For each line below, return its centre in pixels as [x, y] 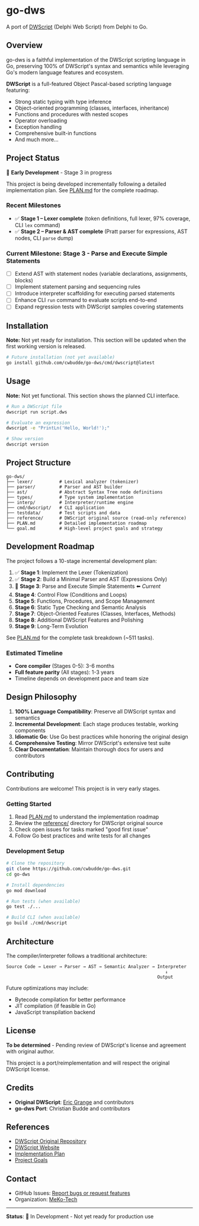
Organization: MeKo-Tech [46, 1199]
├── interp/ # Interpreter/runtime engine [70, 502]
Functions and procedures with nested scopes [71, 114]
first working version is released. [46, 346]
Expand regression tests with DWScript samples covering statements [99, 307]
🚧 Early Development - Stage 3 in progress [59, 172]
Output [165, 977]
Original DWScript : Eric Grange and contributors [74, 1102]
